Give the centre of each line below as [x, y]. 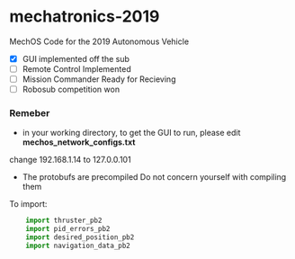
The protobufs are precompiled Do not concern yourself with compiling [154, 177]
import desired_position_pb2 [80, 237]
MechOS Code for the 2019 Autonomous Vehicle [99, 41]
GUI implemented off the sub [76, 58]
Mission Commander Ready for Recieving [99, 79]
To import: [28, 204]
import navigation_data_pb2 [78, 246]
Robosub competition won [71, 89]
